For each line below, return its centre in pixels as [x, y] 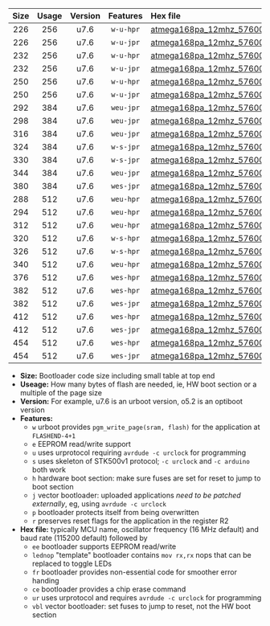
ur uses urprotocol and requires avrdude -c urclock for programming [147, 597]
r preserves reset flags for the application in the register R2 [130, 521]
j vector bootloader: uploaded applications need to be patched [136, 495]
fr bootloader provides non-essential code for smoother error [134, 572]
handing [45, 581]
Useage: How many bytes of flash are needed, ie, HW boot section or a [138, 384]
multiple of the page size [61, 393]
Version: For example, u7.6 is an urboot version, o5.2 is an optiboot [131, 401]
